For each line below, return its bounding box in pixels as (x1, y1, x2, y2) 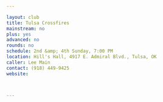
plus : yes (6, 31, 32, 37)
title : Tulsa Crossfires (6, 19, 70, 26)
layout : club (6, 14, 40, 20)
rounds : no (6, 42, 34, 49)
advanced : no (6, 37, 40, 43)
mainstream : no (6, 25, 45, 32)
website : (6, 70, 29, 76)
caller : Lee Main (6, 59, 51, 66)
